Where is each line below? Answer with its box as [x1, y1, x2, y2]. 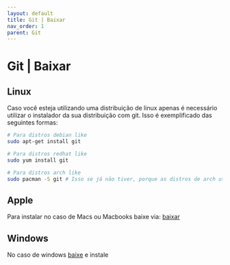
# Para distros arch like [7, 169, 81, 176]
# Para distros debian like [7, 131, 88, 139]
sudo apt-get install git [7, 138, 81, 145]
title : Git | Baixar [7, 16, 66, 23]
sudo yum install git [7, 157, 69, 164]
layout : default [7, 10, 53, 17]
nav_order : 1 [7, 23, 44, 29]
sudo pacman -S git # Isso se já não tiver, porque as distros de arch [7, 175, 216, 182]
